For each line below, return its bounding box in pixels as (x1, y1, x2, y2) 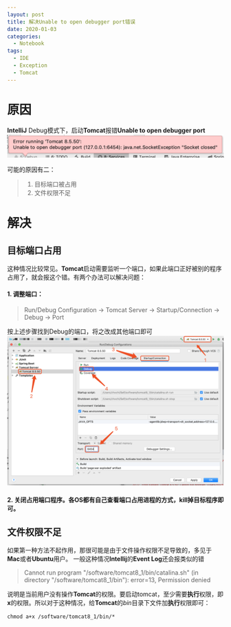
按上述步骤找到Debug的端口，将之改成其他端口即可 (7, 327, 153, 336)
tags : (7, 48, 23, 54)
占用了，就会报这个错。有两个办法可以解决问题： (7, 273, 146, 281)
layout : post (7, 11, 45, 18)
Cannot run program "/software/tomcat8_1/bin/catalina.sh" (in (23, 568, 199, 577)
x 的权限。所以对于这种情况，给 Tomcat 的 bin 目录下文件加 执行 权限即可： (7, 598, 210, 606)
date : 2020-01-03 (7, 25, 57, 32)
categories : (7, 33, 41, 40)
